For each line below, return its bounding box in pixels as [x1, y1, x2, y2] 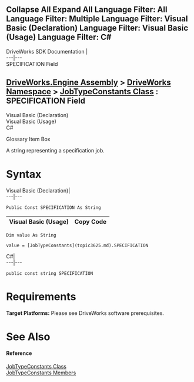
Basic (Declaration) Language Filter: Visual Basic [6, 23, 189, 33]
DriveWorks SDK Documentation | [6, 48, 88, 55]
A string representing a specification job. [6, 147, 105, 154]
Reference [6, 350, 32, 357]
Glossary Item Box [6, 135, 51, 142]
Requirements [6, 290, 76, 303]
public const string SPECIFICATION [6, 270, 93, 276]
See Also [6, 330, 51, 343]
